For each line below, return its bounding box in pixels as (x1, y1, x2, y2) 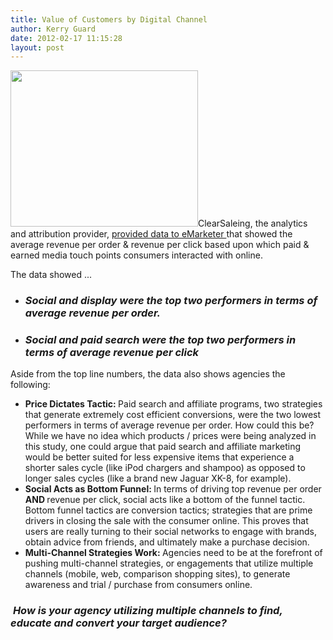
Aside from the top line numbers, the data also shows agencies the (10, 368, 286, 380)
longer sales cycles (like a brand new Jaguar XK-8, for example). (24, 472, 292, 485)
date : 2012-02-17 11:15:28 (10, 33, 123, 43)
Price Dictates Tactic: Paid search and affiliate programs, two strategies (24, 398, 323, 410)
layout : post (10, 42, 65, 53)
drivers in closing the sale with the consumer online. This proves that (24, 515, 309, 527)
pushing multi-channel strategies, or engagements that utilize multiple (24, 557, 314, 570)
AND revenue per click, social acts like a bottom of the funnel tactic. (24, 494, 306, 506)
